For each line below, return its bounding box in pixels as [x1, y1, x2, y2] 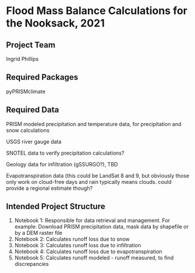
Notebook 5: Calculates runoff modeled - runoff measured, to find [14, 254, 174, 261]
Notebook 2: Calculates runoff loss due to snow [14, 236, 130, 243]
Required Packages [6, 72, 78, 83]
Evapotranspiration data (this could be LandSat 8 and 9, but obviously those [6, 172, 189, 179]
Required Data [6, 105, 60, 115]
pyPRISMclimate [6, 88, 46, 95]
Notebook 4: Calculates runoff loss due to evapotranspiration [14, 248, 163, 255]
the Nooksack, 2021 [6, 16, 105, 30]
